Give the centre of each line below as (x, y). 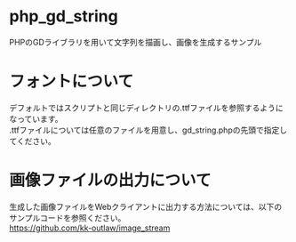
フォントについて (72, 81)
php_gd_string (64, 16)
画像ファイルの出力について (110, 181)
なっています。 (36, 118)
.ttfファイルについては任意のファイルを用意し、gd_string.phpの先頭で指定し (148, 130)
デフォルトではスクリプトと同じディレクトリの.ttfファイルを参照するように (147, 108)
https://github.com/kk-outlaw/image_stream (90, 228)
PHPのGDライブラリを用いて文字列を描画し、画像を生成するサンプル (136, 42)
